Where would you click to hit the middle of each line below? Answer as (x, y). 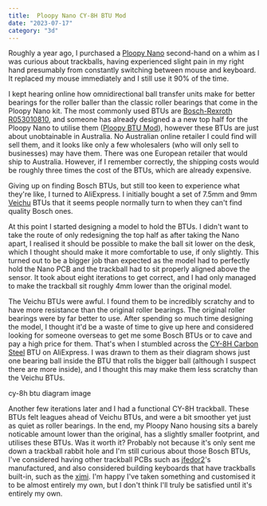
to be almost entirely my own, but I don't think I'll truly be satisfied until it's (130, 485)
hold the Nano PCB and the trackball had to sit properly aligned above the (129, 269)
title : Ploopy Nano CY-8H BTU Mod (67, 16)
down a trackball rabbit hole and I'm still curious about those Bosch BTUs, (130, 451)
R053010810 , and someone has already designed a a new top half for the (128, 120)
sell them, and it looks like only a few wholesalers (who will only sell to (124, 145)
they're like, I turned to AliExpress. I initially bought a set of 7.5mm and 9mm (133, 194)
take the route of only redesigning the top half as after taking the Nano (124, 235)
